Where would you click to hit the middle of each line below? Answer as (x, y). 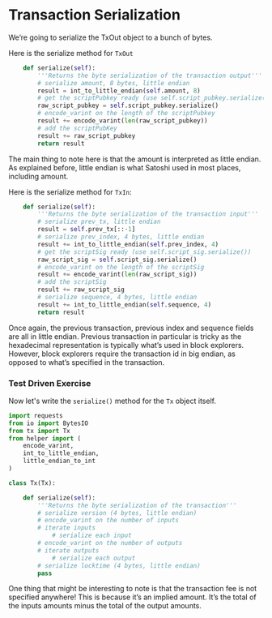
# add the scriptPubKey (77, 128)
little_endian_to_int (59, 461)
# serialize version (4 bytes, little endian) (117, 513)
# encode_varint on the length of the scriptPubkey (127, 114)
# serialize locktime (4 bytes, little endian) (119, 565)
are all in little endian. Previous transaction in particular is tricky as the (125, 336)
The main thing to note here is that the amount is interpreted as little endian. (135, 159)
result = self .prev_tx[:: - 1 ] (87, 230)
